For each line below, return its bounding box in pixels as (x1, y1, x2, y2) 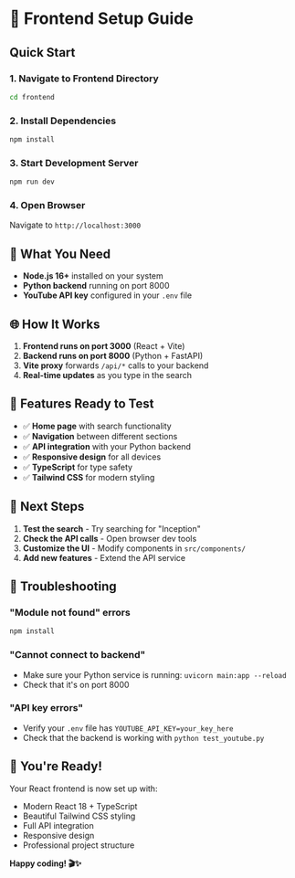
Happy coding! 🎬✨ (9, 858, 82, 869)
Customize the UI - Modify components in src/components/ (22, 543, 247, 554)
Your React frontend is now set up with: (9, 783, 158, 794)
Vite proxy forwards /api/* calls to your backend (22, 360, 209, 371)
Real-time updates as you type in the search (22, 370, 192, 381)
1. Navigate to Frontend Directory (9, 72, 160, 85)
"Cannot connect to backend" (9, 649, 146, 661)
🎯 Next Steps (9, 499, 85, 514)
